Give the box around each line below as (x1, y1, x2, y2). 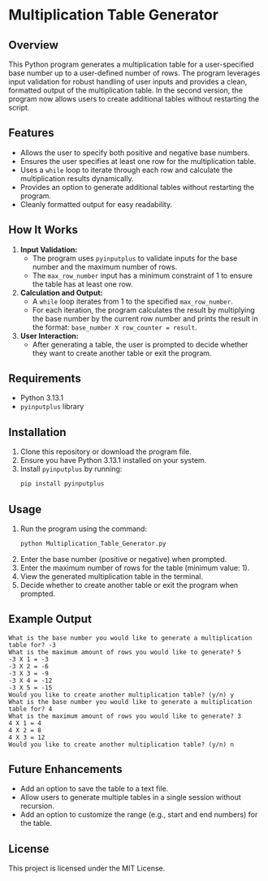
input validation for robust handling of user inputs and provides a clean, (8, 77, 248, 86)
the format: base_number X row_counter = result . (32, 322, 197, 332)
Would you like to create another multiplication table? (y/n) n (8, 741, 234, 749)
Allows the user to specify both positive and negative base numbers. (19, 148, 250, 158)
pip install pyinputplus (19, 480, 105, 488)
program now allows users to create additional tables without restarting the (8, 94, 260, 103)
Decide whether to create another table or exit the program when (19, 580, 239, 589)
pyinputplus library (19, 402, 84, 412)
